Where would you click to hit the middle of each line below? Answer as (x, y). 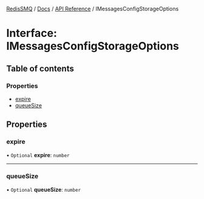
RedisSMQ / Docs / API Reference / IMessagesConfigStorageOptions (93, 9)
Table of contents (40, 68)
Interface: (32, 33)
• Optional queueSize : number (43, 189)
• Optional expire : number (38, 155)
